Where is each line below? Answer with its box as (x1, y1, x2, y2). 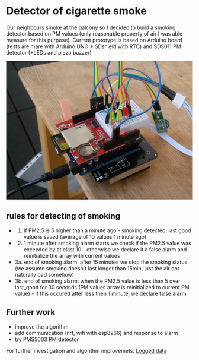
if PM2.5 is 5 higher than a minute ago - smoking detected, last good (23, 227, 191, 234)
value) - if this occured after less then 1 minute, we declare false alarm (14, 290, 187, 297)
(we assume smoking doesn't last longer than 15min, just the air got (14, 264, 179, 271)
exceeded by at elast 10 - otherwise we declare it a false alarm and (23, 245, 187, 253)
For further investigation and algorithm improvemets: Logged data (6, 347, 167, 354)
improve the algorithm (14, 323, 69, 330)
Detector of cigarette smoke (6, 4, 147, 18)
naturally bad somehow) (14, 271, 74, 278)
